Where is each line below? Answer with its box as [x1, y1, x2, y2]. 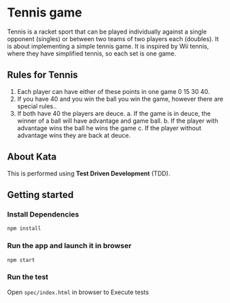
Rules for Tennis [7, 69, 78, 81]
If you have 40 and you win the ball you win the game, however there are [16, 95, 224, 103]
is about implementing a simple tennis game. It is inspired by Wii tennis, [7, 42, 209, 50]
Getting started [7, 189, 74, 200]
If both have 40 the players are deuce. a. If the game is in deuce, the [16, 109, 211, 117]
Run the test [7, 272, 49, 282]
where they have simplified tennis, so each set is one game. [7, 49, 176, 58]
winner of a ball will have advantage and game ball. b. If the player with [16, 117, 218, 125]
